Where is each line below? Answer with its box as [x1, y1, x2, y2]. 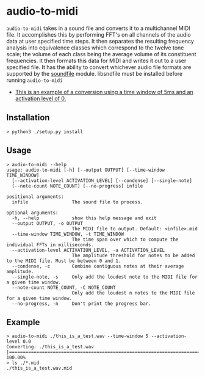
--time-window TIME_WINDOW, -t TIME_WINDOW [12, 231, 124, 237]
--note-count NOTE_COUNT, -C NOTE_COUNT [12, 284, 116, 291]
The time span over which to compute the [71, 236, 179, 243]
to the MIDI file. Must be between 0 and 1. [6, 258, 121, 264]
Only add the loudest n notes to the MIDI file [71, 290, 195, 296]
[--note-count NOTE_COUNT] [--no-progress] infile [12, 183, 143, 189]
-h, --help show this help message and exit [12, 215, 157, 221]
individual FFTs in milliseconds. [6, 241, 95, 248]
